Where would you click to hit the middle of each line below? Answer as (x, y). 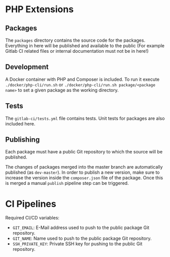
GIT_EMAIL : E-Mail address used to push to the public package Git (81, 228)
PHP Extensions (40, 9)
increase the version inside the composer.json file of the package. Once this (84, 178)
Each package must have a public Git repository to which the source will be (84, 152)
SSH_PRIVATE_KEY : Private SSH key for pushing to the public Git (77, 244)
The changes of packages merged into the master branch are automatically (84, 167)
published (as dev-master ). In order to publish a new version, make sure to (82, 172)
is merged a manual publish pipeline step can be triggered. (67, 183)
